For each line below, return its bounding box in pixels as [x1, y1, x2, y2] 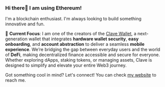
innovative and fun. [5, 21, 45, 27]
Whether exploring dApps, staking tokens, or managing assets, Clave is [5, 57, 152, 63]
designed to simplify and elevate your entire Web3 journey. [5, 62, 126, 69]
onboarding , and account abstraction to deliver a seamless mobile [5, 41, 145, 47]
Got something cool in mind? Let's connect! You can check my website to [5, 72, 156, 78]
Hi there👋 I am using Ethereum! [5, 4, 82, 11]
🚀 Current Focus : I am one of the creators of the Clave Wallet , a [5, 31, 136, 37]
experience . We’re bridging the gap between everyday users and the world [5, 47, 160, 53]
